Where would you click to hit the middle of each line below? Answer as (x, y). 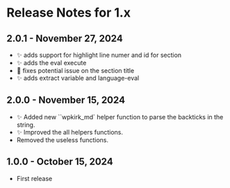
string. (26, 125)
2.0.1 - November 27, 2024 (65, 39)
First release (34, 178)
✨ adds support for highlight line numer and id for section (99, 55)
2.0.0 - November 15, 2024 (66, 100)
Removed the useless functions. (63, 139)
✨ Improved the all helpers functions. (69, 132)
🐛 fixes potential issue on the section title (75, 70)
